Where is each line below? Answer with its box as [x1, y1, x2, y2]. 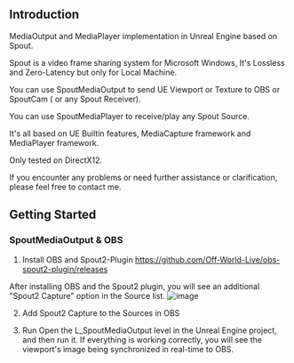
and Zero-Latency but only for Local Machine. [9, 67, 178, 77]
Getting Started [9, 207, 97, 222]
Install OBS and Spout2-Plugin [21, 254, 133, 265]
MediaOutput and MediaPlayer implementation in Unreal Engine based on [9, 30, 278, 41]
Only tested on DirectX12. [9, 155, 103, 165]
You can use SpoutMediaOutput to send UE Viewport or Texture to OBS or [9, 84, 281, 94]
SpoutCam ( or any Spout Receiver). [9, 93, 141, 104]
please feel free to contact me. [9, 181, 122, 192]
